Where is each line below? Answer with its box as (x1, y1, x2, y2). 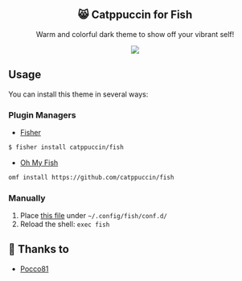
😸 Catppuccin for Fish (77, 8, 193, 22)
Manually (8, 192, 46, 204)
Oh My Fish (19, 158, 59, 167)
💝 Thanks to (8, 242, 70, 256)
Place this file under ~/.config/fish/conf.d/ (19, 210, 167, 220)
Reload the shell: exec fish (19, 219, 110, 229)
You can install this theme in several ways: (8, 89, 149, 99)
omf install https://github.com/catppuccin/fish (8, 173, 174, 181)
